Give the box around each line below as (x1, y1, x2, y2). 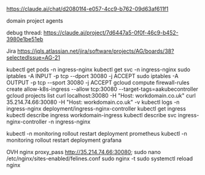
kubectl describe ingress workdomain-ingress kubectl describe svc (6, 112, 177, 119)
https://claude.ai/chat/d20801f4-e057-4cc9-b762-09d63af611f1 (6, 6, 169, 12)
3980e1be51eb (6, 36, 44, 42)
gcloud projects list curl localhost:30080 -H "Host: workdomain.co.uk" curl (6, 92, 196, 99)
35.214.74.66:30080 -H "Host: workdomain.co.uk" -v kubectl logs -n (6, 98, 180, 106)
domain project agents (6, 17, 63, 24)
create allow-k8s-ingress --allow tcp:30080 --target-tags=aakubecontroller (6, 85, 198, 93)
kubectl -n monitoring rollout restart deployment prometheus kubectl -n (6, 130, 187, 137)
